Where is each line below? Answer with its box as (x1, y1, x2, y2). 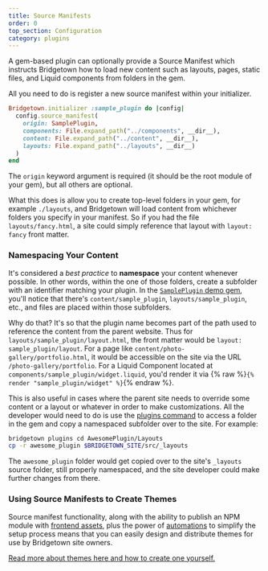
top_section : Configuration (8, 27, 103, 35)
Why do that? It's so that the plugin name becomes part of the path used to (8, 318, 257, 327)
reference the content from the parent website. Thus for (8, 327, 193, 336)
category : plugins (8, 34, 70, 43)
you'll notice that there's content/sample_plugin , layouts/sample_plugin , (8, 294, 247, 303)
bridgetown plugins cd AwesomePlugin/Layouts (8, 434, 163, 442)
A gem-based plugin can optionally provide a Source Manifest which (8, 56, 235, 66)
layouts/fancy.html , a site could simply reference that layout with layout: (8, 221, 253, 231)
